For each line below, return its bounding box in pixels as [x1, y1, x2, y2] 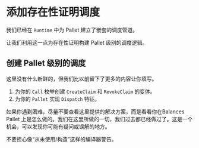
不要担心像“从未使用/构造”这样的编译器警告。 [6, 135, 117, 143]
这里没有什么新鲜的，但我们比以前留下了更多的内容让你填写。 [6, 75, 157, 82]
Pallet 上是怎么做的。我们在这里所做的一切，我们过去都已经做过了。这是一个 [6, 115, 193, 122]
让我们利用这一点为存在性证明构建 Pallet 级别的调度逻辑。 [6, 39, 148, 46]
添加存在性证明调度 [6, 5, 100, 19]
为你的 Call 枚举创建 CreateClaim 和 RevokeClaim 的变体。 [14, 88, 156, 95]
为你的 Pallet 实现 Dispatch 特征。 [14, 95, 100, 102]
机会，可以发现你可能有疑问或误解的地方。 [6, 123, 110, 130]
